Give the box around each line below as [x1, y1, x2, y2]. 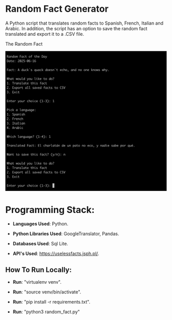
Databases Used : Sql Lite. [12, 241, 68, 247]
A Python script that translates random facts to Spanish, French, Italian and [5, 20, 164, 26]
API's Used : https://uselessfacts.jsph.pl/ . [12, 250, 99, 257]
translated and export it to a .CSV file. [5, 31, 84, 37]
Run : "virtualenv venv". [12, 279, 61, 285]
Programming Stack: [5, 204, 95, 216]
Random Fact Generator [5, 3, 109, 15]
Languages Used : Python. [12, 221, 69, 227]
